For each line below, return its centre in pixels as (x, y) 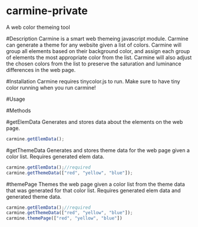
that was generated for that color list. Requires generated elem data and (93, 190)
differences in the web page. (41, 70)
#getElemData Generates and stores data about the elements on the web (95, 121)
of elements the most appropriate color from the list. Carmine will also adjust (99, 57)
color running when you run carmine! (51, 87)
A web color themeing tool (38, 27)
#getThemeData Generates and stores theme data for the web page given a (98, 150)
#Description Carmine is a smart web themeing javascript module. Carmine (97, 38)
